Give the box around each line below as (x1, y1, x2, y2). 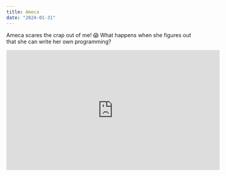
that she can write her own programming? (6, 38, 111, 45)
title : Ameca (6, 9, 40, 15)
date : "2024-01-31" (6, 15, 56, 21)
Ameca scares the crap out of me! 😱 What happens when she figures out (6, 31, 191, 38)
